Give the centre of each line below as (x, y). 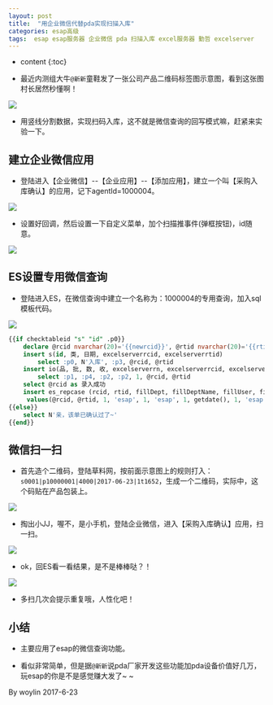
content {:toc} (43, 62)
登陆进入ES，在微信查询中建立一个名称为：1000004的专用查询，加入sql (141, 298)
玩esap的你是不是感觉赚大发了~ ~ (77, 676)
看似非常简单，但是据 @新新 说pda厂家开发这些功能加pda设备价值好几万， (141, 666)
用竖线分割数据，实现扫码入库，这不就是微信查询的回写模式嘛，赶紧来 (138, 121)
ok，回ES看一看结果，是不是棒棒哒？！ (86, 567)
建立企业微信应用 (51, 160)
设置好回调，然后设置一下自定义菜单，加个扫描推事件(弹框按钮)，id (132, 224)
